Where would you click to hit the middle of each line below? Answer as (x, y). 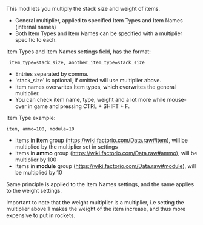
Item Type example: (31, 118)
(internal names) (35, 27)
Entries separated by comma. (52, 74)
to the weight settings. (34, 191)
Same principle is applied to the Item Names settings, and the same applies (100, 184)
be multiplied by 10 (38, 173)
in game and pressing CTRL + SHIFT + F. (79, 106)
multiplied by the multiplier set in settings (66, 147)
